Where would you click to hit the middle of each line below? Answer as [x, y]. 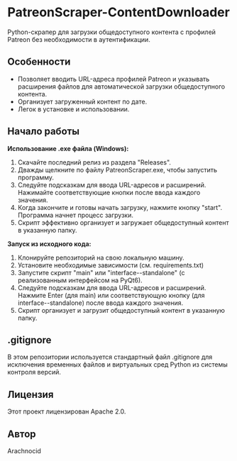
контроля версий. [34, 372]
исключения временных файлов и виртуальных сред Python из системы [118, 365]
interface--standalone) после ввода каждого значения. [100, 303]
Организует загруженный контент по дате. [82, 101]
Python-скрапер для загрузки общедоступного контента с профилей [112, 32]
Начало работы [44, 132]
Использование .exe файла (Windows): [68, 148]
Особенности [39, 62]
